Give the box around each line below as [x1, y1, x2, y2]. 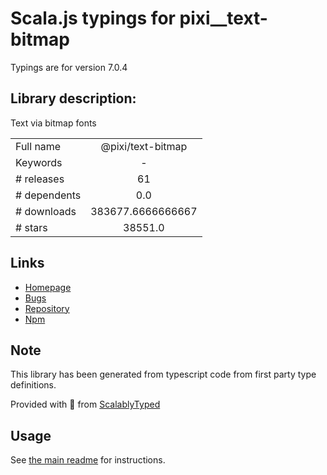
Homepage [24, 281, 72, 293]
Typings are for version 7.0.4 [10, 61, 128, 73]
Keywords [15, 155, 63, 169]
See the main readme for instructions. [10, 454, 166, 466]
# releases [15, 172, 65, 186]
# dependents [15, 188, 82, 202]
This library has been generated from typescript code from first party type [10, 368, 317, 381]
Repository [24, 302, 70, 314]
